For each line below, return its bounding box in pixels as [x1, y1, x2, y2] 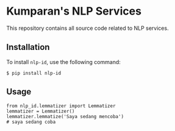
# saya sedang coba [6, 119, 56, 125]
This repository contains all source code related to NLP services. [6, 24, 169, 32]
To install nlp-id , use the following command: [6, 58, 121, 65]
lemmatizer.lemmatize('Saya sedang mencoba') [6, 113, 124, 119]
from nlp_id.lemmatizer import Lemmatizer [6, 102, 116, 109]
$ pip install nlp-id [6, 70, 62, 76]
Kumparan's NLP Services [6, 4, 142, 18]
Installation [6, 42, 50, 52]
